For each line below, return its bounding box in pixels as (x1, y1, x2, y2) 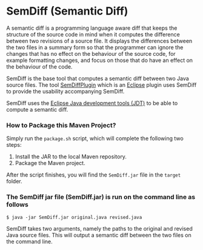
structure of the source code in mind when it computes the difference (6, 30, 180, 38)
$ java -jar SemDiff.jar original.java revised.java (6, 214, 142, 220)
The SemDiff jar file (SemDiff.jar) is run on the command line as (6, 193, 196, 201)
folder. (6, 178, 22, 185)
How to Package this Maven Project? (6, 121, 116, 129)
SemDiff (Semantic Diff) (6, 4, 128, 18)
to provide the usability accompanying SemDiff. (6, 87, 125, 95)
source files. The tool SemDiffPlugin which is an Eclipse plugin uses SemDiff (6, 81, 197, 89)
